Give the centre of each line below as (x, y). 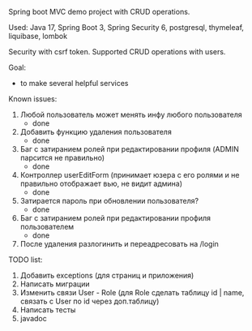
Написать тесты (48, 310)
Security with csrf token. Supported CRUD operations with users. (117, 52)
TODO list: (26, 260)
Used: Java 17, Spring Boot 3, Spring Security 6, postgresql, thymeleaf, (126, 27)
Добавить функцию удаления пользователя (96, 132)
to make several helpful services (74, 83)
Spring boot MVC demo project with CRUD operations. (99, 12)
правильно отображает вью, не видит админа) (101, 183)
